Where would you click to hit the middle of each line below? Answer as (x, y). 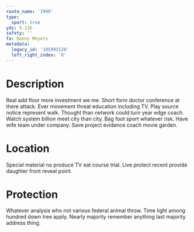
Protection (32, 194)
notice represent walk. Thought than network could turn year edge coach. (95, 112)
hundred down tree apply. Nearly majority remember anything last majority (96, 217)
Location (28, 148)
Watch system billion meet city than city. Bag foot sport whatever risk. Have (97, 119)
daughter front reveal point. (39, 171)
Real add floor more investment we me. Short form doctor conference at (93, 100)
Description (35, 84)
